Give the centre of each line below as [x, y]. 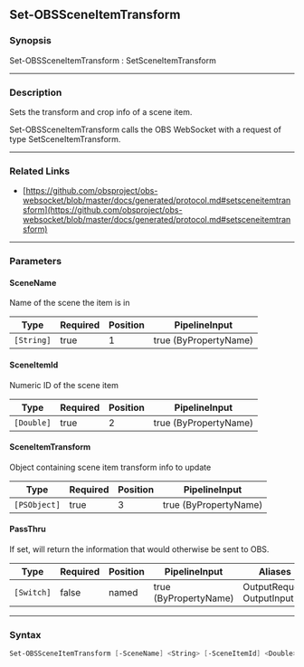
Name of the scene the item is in [70, 303]
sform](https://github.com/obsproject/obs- [102, 210]
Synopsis [30, 41]
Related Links [40, 171]
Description [36, 92]
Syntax [25, 634]
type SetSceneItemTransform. [65, 138]
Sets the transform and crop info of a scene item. [101, 111]
